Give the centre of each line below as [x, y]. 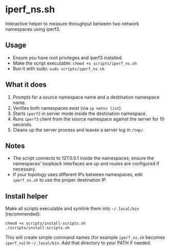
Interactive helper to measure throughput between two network [72, 24]
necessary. [24, 169]
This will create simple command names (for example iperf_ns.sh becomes [85, 238]
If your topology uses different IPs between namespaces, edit [78, 175]
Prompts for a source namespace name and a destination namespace [86, 97]
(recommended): [23, 214]
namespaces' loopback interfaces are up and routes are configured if [86, 164]
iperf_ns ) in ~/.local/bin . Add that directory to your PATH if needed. [78, 243]
